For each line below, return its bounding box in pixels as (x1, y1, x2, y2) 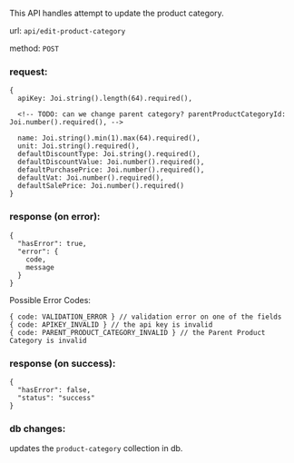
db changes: (9, 422, 66, 435)
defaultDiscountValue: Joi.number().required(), (17, 158, 205, 167)
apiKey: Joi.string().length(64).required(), (17, 94, 193, 103)
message (25, 262, 54, 271)
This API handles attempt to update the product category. (9, 8, 224, 18)
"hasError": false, (17, 385, 92, 394)
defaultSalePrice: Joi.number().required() (17, 182, 184, 191)
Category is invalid (9, 336, 88, 345)
